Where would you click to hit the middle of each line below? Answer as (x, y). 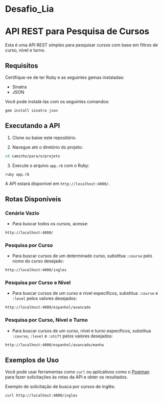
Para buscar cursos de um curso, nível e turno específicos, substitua (81, 331)
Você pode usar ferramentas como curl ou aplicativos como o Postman (77, 372)
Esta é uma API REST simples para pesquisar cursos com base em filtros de (81, 45)
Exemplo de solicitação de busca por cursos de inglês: (60, 387)
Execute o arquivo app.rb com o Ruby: (51, 166)
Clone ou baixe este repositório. (44, 138)
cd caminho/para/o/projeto (33, 156)
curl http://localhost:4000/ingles (41, 396)
